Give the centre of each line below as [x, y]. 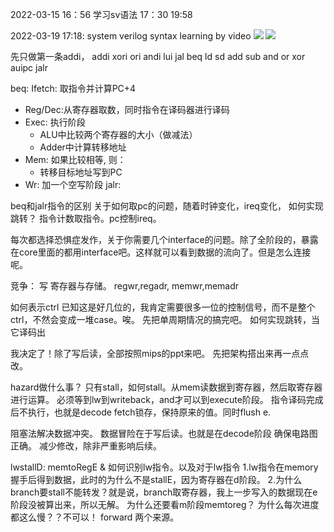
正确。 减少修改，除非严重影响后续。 [86, 446]
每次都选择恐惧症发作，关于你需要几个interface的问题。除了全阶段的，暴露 [164, 239]
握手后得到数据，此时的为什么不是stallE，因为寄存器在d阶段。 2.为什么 [156, 479]
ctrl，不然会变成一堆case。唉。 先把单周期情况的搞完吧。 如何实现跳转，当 [165, 319]
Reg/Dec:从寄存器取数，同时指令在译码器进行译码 [127, 109]
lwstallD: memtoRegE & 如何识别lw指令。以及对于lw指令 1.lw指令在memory [164, 467]
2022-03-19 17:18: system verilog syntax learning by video [131, 36]
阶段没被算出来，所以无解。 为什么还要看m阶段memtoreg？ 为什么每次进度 [165, 504]
